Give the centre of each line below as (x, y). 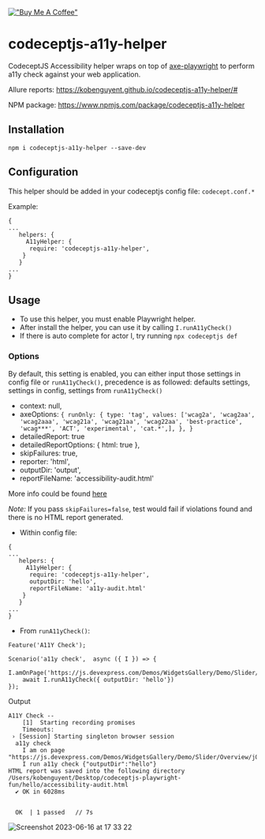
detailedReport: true (52, 436)
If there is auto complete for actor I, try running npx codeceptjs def (129, 336)
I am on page (44, 750)
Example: (23, 206)
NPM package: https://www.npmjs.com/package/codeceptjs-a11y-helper (127, 105)
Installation (36, 130)
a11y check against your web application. (75, 74)
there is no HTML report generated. (66, 517)
